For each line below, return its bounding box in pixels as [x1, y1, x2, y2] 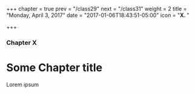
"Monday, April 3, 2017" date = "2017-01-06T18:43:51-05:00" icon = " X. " [6, 12, 190, 19]
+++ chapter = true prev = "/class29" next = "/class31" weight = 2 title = [6, 5, 187, 12]
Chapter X [6, 38, 38, 47]
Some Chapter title [6, 61, 103, 75]
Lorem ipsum [6, 81, 39, 88]
